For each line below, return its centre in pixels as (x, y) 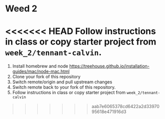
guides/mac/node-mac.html (41, 71)
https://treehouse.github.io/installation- (110, 66)
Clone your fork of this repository (46, 77)
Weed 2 (21, 9)
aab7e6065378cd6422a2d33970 (126, 107)
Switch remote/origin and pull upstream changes (62, 82)
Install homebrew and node (40, 66)
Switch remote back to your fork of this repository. (64, 87)
